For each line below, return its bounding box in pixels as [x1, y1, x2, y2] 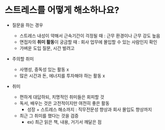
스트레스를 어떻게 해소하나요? [5, 4, 119, 16]
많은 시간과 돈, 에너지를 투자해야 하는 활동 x [19, 72, 105, 78]
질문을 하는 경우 [12, 22, 43, 28]
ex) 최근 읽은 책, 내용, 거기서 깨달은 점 [27, 118, 102, 125]
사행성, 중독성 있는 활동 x [19, 66, 69, 72]
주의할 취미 [12, 55, 34, 61]
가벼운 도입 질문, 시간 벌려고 [19, 45, 75, 51]
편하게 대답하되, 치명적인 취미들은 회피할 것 [19, 93, 105, 100]
